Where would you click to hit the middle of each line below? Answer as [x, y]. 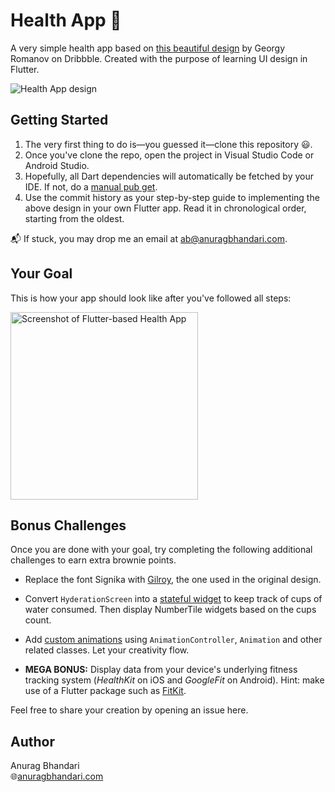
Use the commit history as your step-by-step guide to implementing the [172, 197]
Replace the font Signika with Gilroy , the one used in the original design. [173, 580]
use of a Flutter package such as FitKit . [105, 691]
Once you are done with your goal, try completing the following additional [161, 550]
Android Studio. [57, 165]
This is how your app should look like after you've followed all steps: [151, 298]
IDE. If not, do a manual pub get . [91, 186]
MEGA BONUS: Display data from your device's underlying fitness [161, 670]
